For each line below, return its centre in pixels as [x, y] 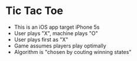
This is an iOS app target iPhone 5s [57, 27]
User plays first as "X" [41, 39]
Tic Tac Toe [34, 11]
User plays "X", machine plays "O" [56, 33]
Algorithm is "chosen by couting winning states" [73, 52]
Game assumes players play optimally [60, 46]
